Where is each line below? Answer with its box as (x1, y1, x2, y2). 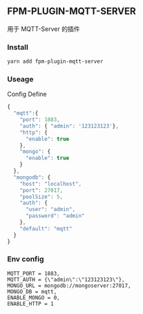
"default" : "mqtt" (19, 225, 73, 232)
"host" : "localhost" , (19, 180, 82, 187)
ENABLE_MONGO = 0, (7, 294, 60, 301)
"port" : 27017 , (19, 186, 64, 194)
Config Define (7, 90, 47, 99)
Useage (7, 74, 34, 84)
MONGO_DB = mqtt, (7, 288, 57, 295)
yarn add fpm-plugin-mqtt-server (7, 58, 104, 65)
